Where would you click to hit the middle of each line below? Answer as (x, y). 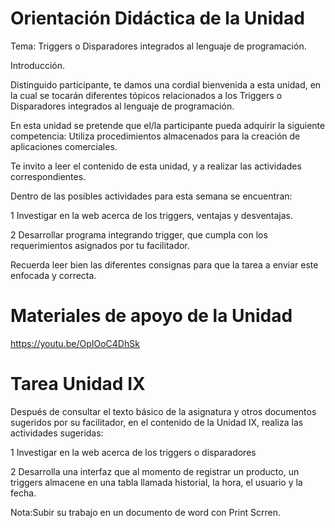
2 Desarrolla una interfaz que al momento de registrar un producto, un (155, 471)
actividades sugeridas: (57, 433)
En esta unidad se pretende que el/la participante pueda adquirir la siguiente (168, 125)
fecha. (23, 493)
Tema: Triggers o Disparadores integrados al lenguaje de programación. (158, 46)
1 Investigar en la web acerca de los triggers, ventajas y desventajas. (152, 215)
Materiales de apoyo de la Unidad (151, 316)
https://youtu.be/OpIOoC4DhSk (75, 343)
